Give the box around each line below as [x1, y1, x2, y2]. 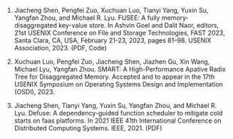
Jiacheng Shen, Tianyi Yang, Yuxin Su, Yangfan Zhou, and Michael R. [14, 101, 217, 109]
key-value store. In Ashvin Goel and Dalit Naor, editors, [58, 21, 219, 29]
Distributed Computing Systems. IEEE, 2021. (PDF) [14, 124, 162, 132]
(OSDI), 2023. [14, 88, 55, 96]
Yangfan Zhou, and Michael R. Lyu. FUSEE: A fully [14, 13, 160, 22]
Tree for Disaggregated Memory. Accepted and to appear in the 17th [14, 72, 215, 81]
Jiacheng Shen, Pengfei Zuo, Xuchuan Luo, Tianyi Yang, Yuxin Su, [14, 6, 209, 14]
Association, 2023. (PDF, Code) [14, 44, 107, 52]
